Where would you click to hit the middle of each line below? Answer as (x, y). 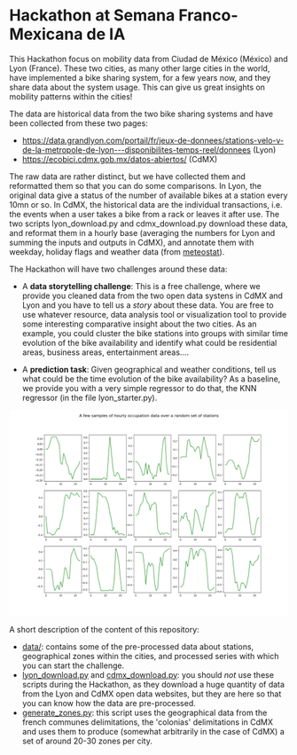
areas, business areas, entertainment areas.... (105, 352)
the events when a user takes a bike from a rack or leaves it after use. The (145, 214)
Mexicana (46, 34)
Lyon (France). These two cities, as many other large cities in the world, (140, 68)
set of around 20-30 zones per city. (87, 741)
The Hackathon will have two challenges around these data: (118, 269)
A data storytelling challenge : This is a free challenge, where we (141, 286)
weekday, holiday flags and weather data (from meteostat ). (117, 252)
